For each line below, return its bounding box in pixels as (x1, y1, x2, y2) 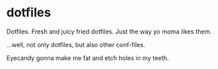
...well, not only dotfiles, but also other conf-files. (6, 40, 146, 49)
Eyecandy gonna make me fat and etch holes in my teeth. (6, 53, 169, 62)
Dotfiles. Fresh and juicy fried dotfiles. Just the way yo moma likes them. (6, 27, 212, 36)
